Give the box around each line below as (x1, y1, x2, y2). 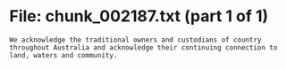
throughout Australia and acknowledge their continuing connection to (9, 42, 278, 52)
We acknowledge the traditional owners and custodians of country (9, 35, 262, 44)
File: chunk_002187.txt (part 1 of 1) (9, 6, 269, 27)
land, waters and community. (9, 50, 118, 59)
